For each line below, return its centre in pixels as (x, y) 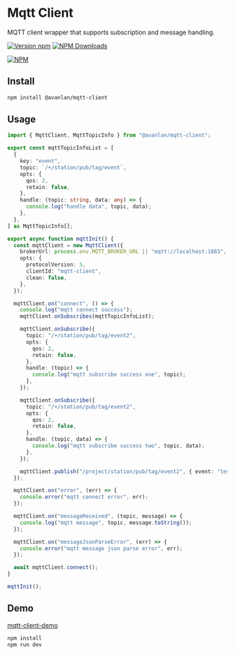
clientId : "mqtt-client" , (63, 272)
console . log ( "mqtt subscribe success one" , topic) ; (109, 375)
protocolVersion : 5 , (56, 265)
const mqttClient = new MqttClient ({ (69, 245)
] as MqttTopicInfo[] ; (40, 226)
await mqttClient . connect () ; (56, 568)
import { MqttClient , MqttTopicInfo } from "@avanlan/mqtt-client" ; (109, 135)
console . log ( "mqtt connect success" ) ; (76, 310)
